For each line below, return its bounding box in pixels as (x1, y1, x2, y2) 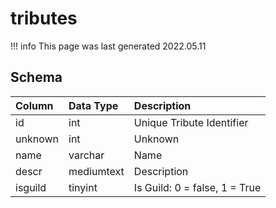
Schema (10, 69, 63, 86)
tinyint (68, 180, 98, 194)
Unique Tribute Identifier (133, 115, 249, 129)
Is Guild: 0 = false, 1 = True (133, 180, 262, 194)
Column (15, 98, 54, 112)
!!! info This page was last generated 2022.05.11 (10, 40, 207, 52)
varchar (68, 148, 105, 162)
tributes (10, 7, 78, 30)
